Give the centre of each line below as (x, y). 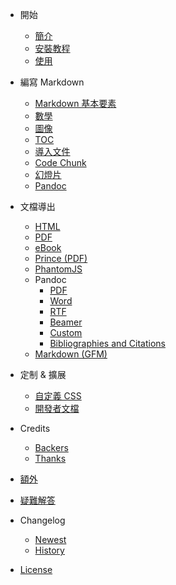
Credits (35, 428)
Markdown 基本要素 (75, 103)
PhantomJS (58, 269)
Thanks (50, 458)
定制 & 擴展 (43, 374)
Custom (66, 332)
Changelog (42, 520)
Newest (50, 539)
